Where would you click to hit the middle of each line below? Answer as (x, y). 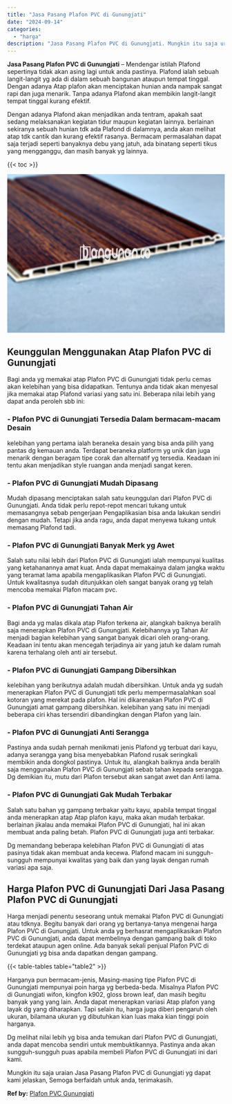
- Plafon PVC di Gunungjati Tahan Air (70, 608)
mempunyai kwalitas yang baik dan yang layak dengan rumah (121, 860)
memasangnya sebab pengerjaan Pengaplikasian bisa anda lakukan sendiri (114, 513)
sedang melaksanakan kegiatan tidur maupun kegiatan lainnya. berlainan (110, 122)
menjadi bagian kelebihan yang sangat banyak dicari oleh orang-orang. (108, 637)
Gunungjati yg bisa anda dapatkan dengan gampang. (83, 953)
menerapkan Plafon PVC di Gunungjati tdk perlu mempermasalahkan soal (112, 692)
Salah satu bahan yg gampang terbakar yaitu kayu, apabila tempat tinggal (112, 810)
